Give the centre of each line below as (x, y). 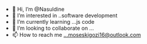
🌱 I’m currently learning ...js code (53, 22)
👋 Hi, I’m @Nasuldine (38, 9)
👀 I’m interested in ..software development (65, 15)
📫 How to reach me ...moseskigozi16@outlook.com (76, 35)
